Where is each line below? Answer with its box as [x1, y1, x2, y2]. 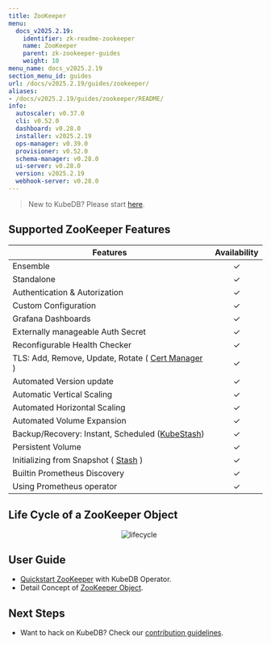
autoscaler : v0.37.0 [15, 110, 85, 118]
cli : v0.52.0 [15, 117, 60, 125]
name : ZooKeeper [23, 42, 78, 50]
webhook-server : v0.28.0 [15, 177, 99, 186]
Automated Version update [12, 375, 115, 386]
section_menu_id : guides [8, 72, 92, 80]
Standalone [12, 273, 56, 285]
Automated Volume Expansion [12, 415, 127, 426]
